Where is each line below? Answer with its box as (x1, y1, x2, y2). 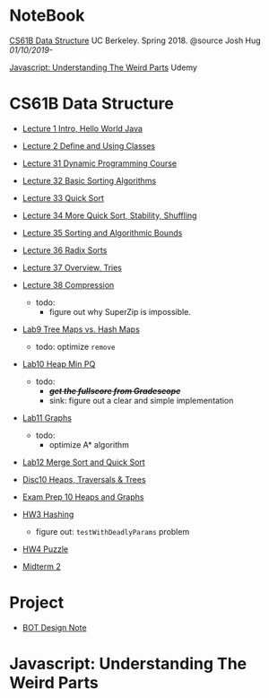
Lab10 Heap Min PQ (22, 358, 96, 369)
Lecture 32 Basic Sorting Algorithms (22, 175, 157, 186)
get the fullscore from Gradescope (48, 385, 181, 396)
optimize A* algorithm (48, 439, 130, 449)
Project (9, 593, 65, 613)
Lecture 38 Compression (22, 279, 115, 290)
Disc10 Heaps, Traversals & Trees (22, 474, 146, 484)
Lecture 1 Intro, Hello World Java (22, 123, 143, 134)
